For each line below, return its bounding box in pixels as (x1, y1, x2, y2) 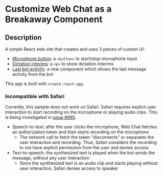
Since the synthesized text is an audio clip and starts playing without (19, 160, 158, 166)
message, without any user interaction (12, 155, 90, 161)
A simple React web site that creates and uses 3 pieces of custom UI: (5, 46, 145, 52)
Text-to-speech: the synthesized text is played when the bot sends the (12, 150, 155, 156)
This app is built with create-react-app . (5, 81, 85, 87)
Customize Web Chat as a (5, 3, 112, 15)
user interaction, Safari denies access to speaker (19, 165, 118, 172)
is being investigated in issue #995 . (5, 114, 77, 120)
